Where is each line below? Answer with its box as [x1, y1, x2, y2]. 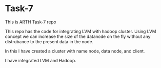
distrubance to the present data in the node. [5, 38, 94, 44]
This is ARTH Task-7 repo [5, 19, 57, 25]
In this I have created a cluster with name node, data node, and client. [5, 48, 145, 54]
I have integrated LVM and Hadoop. [5, 57, 77, 63]
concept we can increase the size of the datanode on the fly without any [5, 34, 151, 39]
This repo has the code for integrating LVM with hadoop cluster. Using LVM [5, 28, 156, 34]
